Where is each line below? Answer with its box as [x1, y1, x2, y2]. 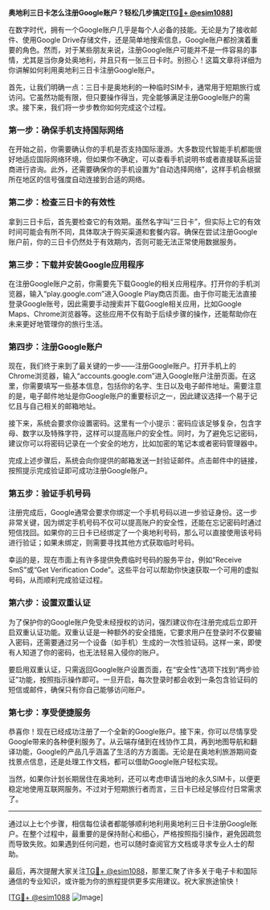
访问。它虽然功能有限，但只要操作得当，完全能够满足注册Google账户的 [8, 93, 243, 102]
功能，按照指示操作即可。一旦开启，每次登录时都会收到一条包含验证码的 [18, 675, 259, 684]
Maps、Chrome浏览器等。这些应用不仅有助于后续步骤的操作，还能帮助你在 [8, 309, 257, 318]
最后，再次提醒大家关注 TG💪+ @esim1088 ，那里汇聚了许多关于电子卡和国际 [8, 866, 258, 876]
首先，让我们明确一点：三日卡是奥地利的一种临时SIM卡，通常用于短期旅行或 [8, 82, 261, 92]
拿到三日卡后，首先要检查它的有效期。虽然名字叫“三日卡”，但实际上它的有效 [8, 217, 261, 226]
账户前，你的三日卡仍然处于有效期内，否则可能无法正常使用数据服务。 [8, 237, 241, 247]
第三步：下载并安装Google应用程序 [8, 259, 145, 270]
